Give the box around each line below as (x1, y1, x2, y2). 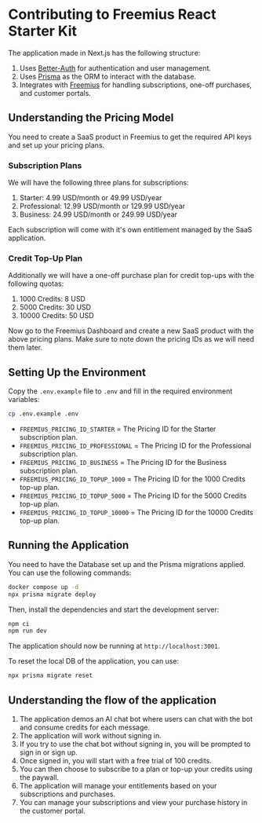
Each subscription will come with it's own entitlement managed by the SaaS (8, 225, 253, 235)
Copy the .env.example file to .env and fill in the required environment (8, 386, 233, 396)
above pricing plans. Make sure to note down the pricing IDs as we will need (8, 335, 255, 344)
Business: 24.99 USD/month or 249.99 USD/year (19, 210, 178, 219)
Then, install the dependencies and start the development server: (8, 605, 220, 614)
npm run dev (8, 627, 47, 635)
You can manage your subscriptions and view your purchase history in (19, 798, 248, 807)
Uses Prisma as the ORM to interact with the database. (19, 71, 197, 81)
